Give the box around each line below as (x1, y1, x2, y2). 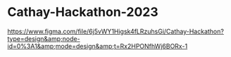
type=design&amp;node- (7, 34, 80, 42)
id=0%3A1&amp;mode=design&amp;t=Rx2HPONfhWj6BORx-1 (7, 42, 188, 50)
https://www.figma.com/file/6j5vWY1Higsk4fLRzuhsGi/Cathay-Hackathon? (7, 27, 224, 35)
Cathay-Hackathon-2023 (7, 4, 158, 20)
